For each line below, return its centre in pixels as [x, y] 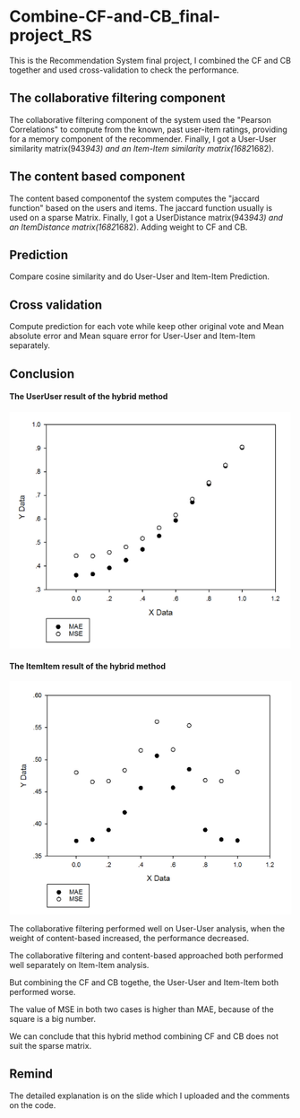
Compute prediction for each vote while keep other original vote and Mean [147, 327]
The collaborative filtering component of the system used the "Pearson [140, 119]
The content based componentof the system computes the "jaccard [134, 198]
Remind [31, 1074]
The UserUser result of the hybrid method [89, 397]
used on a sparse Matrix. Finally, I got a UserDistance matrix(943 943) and [146, 217]
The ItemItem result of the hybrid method [88, 666]
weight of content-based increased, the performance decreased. [129, 938]
